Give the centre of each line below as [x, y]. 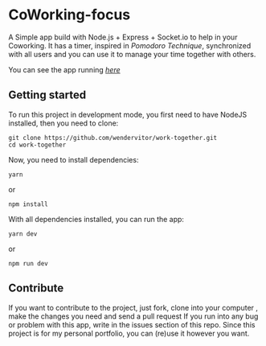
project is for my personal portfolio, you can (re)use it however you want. [129, 333]
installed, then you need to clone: [63, 123]
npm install [28, 204]
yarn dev [23, 234]
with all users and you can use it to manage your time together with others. [132, 54]
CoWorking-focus [70, 15]
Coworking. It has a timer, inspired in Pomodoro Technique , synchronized [130, 45]
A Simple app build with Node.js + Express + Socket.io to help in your [123, 37]
